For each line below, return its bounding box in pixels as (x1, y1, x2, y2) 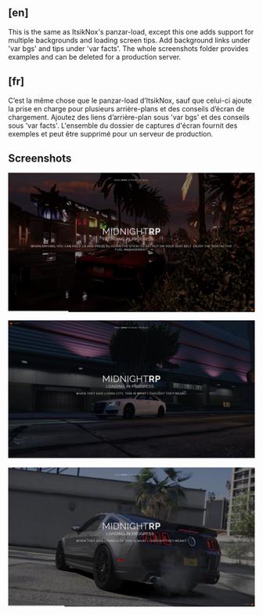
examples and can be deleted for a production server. (8, 52, 182, 61)
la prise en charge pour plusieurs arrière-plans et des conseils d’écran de (8, 104, 245, 113)
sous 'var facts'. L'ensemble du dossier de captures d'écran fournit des (8, 121, 238, 130)
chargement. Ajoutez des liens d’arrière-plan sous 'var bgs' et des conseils (8, 112, 250, 122)
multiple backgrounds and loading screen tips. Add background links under (8, 35, 250, 45)
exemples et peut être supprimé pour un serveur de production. (8, 129, 214, 138)
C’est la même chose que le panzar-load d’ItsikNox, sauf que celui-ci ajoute (8, 96, 252, 105)
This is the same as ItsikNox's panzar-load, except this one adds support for (8, 27, 254, 36)
